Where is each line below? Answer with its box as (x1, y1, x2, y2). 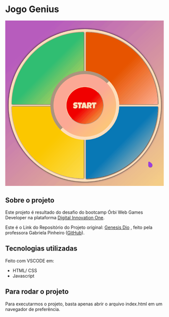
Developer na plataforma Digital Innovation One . (5, 214, 105, 220)
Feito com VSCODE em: (5, 258, 54, 264)
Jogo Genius (5, 4, 59, 15)
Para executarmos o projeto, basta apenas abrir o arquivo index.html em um (5, 301, 162, 307)
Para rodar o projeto (5, 287, 69, 296)
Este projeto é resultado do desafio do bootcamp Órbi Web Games (5, 209, 143, 215)
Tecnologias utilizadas (5, 244, 77, 253)
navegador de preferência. (5, 306, 60, 312)
